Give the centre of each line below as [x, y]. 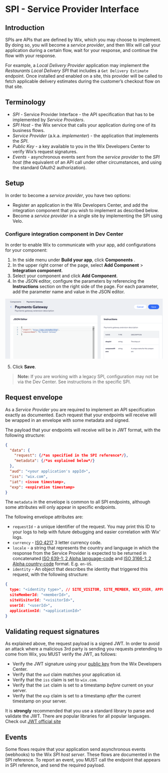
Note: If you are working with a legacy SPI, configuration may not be [88, 376]
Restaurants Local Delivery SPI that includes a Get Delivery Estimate [77, 71]
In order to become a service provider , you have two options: [68, 195]
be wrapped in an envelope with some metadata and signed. [67, 420]
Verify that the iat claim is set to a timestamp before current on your [83, 685]
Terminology [25, 102]
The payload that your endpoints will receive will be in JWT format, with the [83, 430]
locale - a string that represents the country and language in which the [85, 548]
